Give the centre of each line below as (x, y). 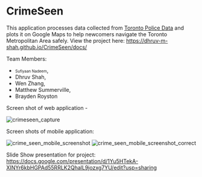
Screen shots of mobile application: (50, 131)
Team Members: (27, 59)
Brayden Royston (36, 96)
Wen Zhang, (30, 83)
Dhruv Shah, (30, 77)
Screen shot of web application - (47, 108)
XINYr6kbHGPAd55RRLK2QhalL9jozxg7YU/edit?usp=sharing (82, 167)
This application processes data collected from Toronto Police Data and (95, 28)
